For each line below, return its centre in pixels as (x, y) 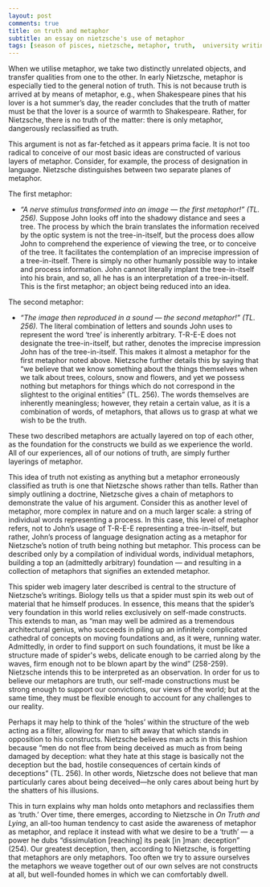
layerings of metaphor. (45, 462)
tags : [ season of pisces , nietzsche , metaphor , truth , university (124, 46)
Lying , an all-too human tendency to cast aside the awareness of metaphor (133, 823)
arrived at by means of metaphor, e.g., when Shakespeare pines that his (127, 94)
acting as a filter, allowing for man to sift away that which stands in (119, 731)
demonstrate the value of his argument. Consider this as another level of (128, 503)
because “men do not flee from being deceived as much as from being (125, 748)
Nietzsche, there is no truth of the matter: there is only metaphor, (116, 120)
